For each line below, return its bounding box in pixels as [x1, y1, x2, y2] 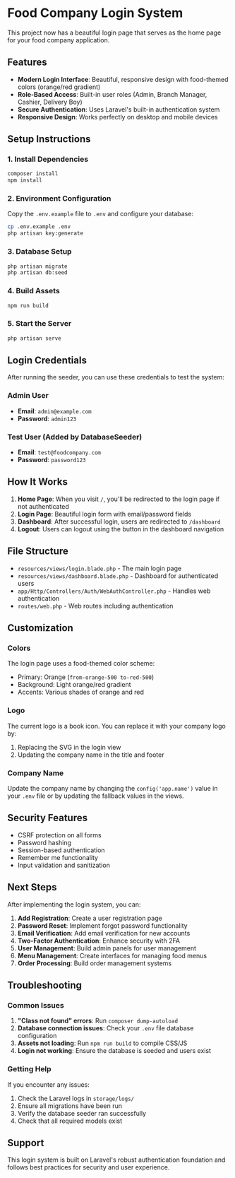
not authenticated [17, 502, 69, 510]
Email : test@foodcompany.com [17, 448, 101, 457]
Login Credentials [7, 355, 87, 367]
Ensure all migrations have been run [17, 1101, 122, 1110]
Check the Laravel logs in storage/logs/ [17, 1094, 135, 1102]
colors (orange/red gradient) [17, 83, 101, 91]
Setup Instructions [7, 133, 91, 146]
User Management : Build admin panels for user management [17, 943, 196, 952]
